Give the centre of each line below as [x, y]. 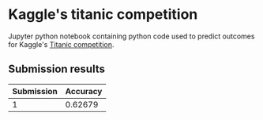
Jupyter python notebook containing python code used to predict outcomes [131, 36]
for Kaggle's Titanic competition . [61, 44]
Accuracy [84, 91]
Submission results [56, 69]
